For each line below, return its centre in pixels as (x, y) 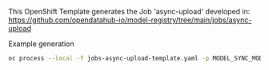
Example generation (41, 44)
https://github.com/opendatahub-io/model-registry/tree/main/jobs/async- (130, 20)
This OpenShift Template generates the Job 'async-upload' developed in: (129, 12)
